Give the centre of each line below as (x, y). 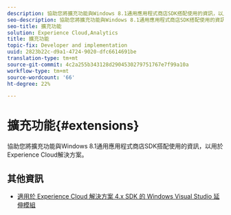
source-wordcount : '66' (41, 77)
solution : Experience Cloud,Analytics (63, 33)
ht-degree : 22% (29, 84)
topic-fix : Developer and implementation (67, 45)
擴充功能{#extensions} (73, 126)
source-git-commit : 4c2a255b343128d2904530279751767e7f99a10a (98, 65)
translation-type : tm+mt (43, 58)
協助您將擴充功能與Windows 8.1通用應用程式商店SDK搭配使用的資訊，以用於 (115, 146)
